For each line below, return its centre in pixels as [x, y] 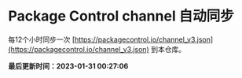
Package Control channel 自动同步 [121, 16]
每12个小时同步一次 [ [42, 39]
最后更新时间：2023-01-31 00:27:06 [68, 66]
